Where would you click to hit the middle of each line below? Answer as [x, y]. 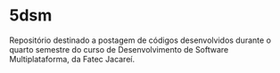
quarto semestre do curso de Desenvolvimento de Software [119, 49]
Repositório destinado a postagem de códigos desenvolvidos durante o [140, 40]
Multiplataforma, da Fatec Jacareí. [72, 59]
